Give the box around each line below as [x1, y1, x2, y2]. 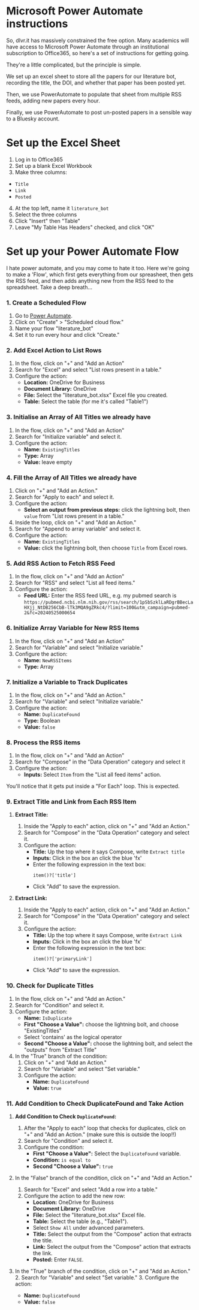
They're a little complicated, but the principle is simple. [6, 61, 142, 68]
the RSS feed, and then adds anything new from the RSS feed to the [6, 277, 174, 284]
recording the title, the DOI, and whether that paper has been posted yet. [6, 79, 186, 86]
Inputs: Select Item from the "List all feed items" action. [23, 771, 162, 778]
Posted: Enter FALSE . [32, 1256, 84, 1263]
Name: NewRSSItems [23, 656, 72, 663]
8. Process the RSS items [6, 738, 81, 747]
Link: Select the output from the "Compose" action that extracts [32, 1243, 191, 1251]
